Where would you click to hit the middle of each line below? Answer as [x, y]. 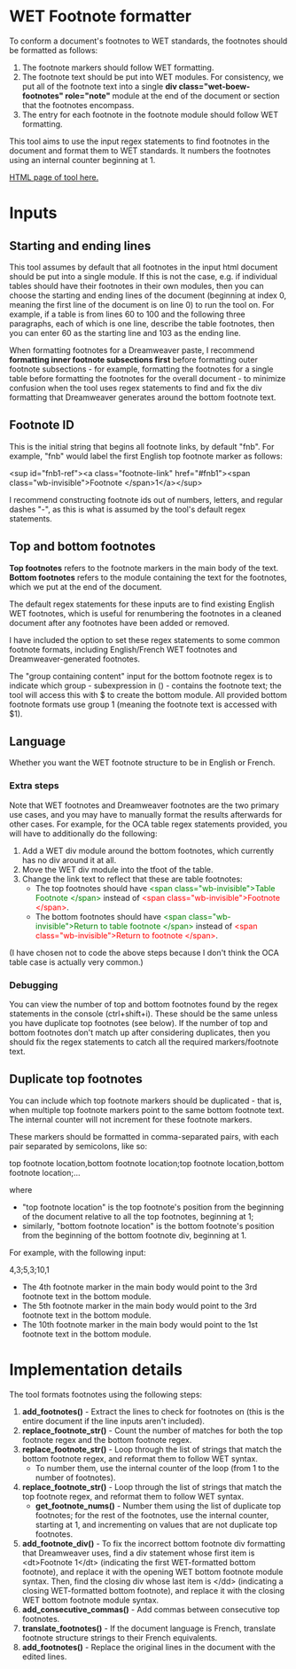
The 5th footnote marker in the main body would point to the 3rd [139, 1305]
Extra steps [34, 786]
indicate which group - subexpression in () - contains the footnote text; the [145, 686]
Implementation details [96, 1370]
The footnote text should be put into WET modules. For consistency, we [152, 76]
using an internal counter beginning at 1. [82, 160]
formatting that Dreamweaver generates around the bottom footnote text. [143, 397]
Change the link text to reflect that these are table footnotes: [132, 879]
